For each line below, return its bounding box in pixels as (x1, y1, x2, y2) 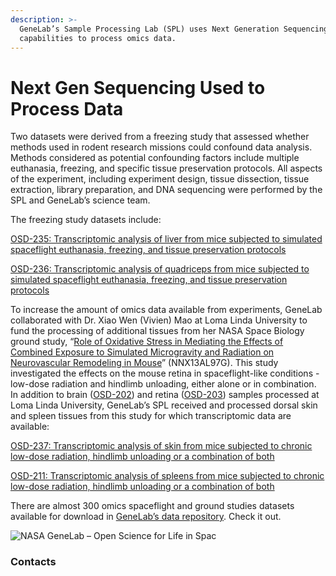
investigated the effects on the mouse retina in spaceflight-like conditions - (10, 367, 320, 380)
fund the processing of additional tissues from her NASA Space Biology (10, 325, 305, 337)
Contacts (10, 555, 57, 569)
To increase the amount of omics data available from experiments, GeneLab (10, 304, 323, 316)
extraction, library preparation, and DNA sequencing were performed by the (10, 184, 323, 196)
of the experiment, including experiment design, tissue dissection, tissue (10, 173, 310, 185)
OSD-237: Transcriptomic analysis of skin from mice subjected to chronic (10, 440, 313, 452)
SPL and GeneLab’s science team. (10, 194, 151, 206)
